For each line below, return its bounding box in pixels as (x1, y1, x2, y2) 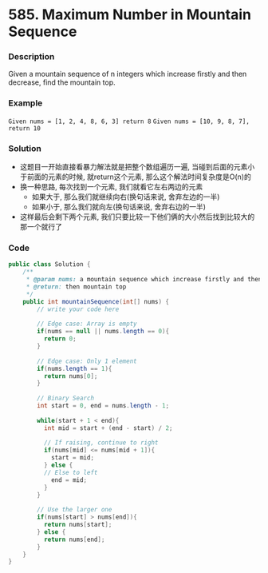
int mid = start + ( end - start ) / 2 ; (43, 424, 173, 432)
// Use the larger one (37, 506, 112, 514)
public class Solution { (8, 261, 91, 269)
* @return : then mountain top (26, 283, 127, 291)
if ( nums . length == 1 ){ (37, 364, 112, 372)
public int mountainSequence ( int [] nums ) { (22, 297, 170, 305)
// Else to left (43, 468, 98, 476)
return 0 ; (43, 335, 77, 343)
